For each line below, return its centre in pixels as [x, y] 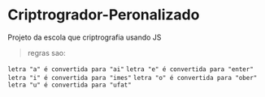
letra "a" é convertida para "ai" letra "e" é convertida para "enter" [130, 69]
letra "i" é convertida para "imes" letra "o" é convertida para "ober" [132, 78]
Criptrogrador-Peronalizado [104, 15]
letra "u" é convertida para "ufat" [70, 85]
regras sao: [46, 53]
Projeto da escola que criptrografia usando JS [85, 37]
